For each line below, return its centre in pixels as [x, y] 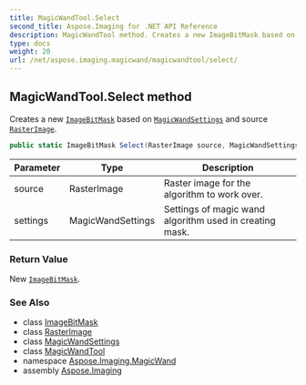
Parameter [37, 167]
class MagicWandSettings [71, 341]
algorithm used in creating [219, 220]
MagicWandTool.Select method [101, 97]
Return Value [39, 258]
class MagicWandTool [64, 351]
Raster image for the [207, 183]
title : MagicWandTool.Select [65, 18]
